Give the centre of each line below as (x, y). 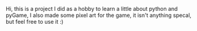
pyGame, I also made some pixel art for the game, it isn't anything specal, (98, 15)
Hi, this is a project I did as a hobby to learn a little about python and (92, 9)
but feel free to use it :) (35, 22)
